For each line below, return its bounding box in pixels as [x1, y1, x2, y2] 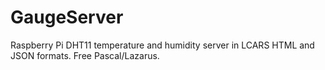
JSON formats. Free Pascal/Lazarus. [10, 49, 160, 61]
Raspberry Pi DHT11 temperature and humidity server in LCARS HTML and [10, 39, 315, 51]
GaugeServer [10, 6, 124, 29]
